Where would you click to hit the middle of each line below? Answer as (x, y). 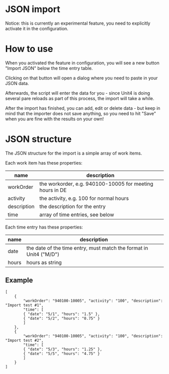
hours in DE (53, 190)
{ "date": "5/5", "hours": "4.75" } (62, 353)
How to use (29, 49)
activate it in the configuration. (37, 28)
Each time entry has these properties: (44, 227)
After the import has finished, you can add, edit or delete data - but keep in (83, 108)
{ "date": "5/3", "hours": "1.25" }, (63, 349)
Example (19, 280)
